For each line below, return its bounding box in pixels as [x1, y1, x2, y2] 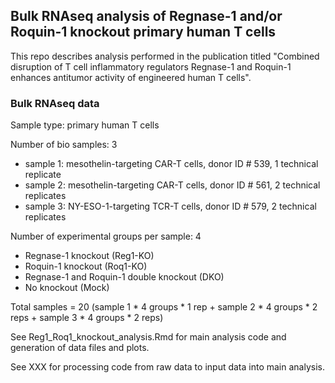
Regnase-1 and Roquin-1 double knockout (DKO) [24, 271, 225, 283]
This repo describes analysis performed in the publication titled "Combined [10, 50, 320, 62]
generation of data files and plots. [10, 342, 150, 354]
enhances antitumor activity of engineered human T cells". [10, 71, 252, 83]
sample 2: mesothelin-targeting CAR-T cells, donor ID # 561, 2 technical [24, 179, 321, 191]
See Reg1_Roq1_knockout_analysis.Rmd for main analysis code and [10, 331, 287, 343]
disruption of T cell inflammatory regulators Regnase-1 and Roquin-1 [10, 60, 292, 73]
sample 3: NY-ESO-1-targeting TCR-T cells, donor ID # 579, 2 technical [24, 200, 317, 213]
